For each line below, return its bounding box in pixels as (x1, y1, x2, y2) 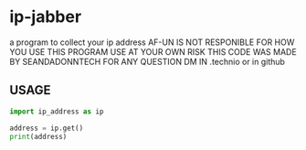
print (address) (9, 132, 68, 141)
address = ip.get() (9, 123, 84, 133)
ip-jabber (9, 6, 82, 27)
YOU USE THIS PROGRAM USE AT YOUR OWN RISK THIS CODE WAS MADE (9, 46, 297, 57)
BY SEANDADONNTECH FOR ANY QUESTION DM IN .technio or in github (9, 56, 286, 67)
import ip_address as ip (9, 107, 104, 116)
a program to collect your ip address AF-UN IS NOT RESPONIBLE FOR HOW (9, 37, 295, 48)
